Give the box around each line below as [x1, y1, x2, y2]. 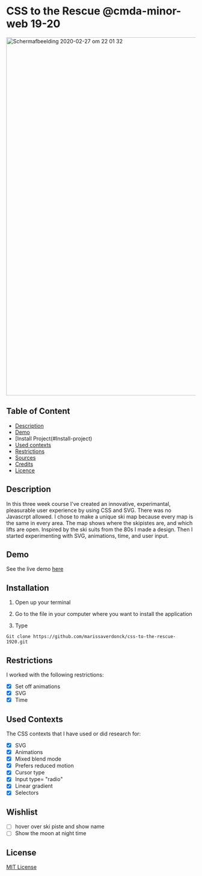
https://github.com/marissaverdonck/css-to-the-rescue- [32, 634, 176, 640]
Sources [14, 454, 36, 461]
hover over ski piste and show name [14, 823, 105, 830]
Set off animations [14, 683, 61, 690]
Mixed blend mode [14, 755, 62, 762]
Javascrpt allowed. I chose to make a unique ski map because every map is [6, 513, 194, 520]
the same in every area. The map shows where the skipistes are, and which [6, 519, 193, 526]
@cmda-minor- [102, 4, 182, 18]
